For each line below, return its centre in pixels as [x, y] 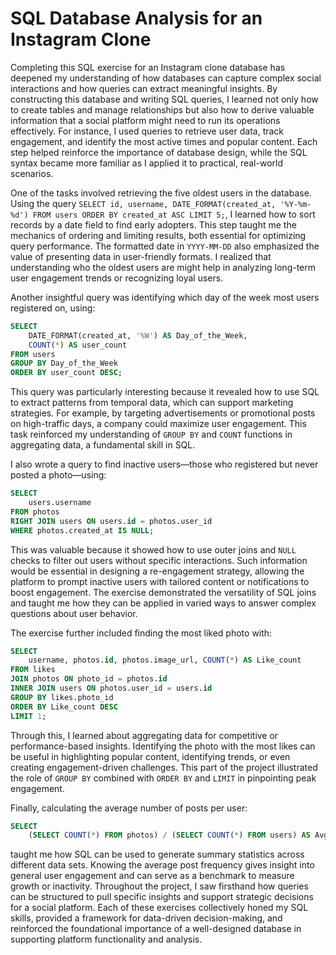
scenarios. [32, 173]
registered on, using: [53, 308]
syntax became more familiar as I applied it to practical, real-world [146, 163]
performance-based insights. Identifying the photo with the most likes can [163, 746]
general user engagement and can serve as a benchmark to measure [152, 876]
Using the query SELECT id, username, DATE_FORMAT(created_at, [143, 203]
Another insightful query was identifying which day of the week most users [165, 297]
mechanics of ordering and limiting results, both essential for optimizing [158, 235]
